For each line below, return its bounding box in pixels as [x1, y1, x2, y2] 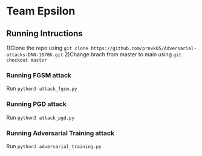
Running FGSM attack [6, 71, 71, 79]
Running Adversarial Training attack [6, 129, 115, 137]
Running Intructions [6, 28, 83, 39]
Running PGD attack [6, 100, 67, 108]
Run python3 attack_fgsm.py [6, 85, 77, 92]
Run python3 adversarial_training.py [6, 142, 102, 149]
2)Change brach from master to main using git [64, 51, 182, 58]
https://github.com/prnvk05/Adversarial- [90, 45, 197, 51]
